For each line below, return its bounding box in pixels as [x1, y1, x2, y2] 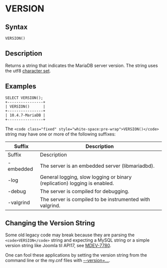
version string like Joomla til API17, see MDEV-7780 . [5, 243, 111, 249]
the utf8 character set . [5, 67, 51, 73]
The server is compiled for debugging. [39, 188, 129, 195]
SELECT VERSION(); [5, 95, 43, 100]
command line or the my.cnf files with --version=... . [5, 258, 110, 264]
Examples [5, 82, 36, 91]
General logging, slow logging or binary [39, 173, 132, 180]
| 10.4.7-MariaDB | [5, 113, 46, 118]
